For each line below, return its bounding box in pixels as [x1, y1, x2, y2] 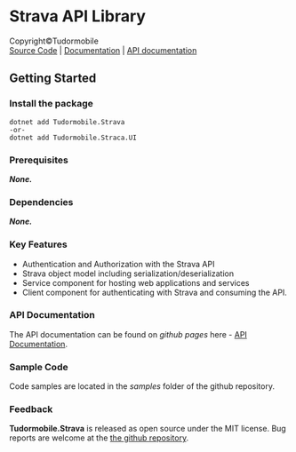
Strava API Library [9, 6, 147, 27]
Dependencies [9, 195, 74, 208]
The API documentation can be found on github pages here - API [9, 329, 247, 339]
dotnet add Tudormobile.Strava [9, 117, 125, 126]
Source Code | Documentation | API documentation [9, 44, 197, 55]
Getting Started [9, 71, 97, 86]
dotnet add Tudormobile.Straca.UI [9, 133, 138, 142]
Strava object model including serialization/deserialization [21, 268, 234, 279]
